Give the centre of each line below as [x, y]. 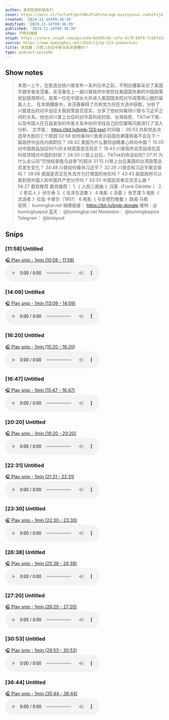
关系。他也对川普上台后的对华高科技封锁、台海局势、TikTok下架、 [95, 117]
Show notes [24, 73]
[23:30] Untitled [25, 509]
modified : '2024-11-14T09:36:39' [40, 24]
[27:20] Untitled [25, 595]
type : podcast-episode [29, 52]
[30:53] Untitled [25, 639]
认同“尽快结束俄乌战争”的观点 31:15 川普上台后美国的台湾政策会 [97, 161]
